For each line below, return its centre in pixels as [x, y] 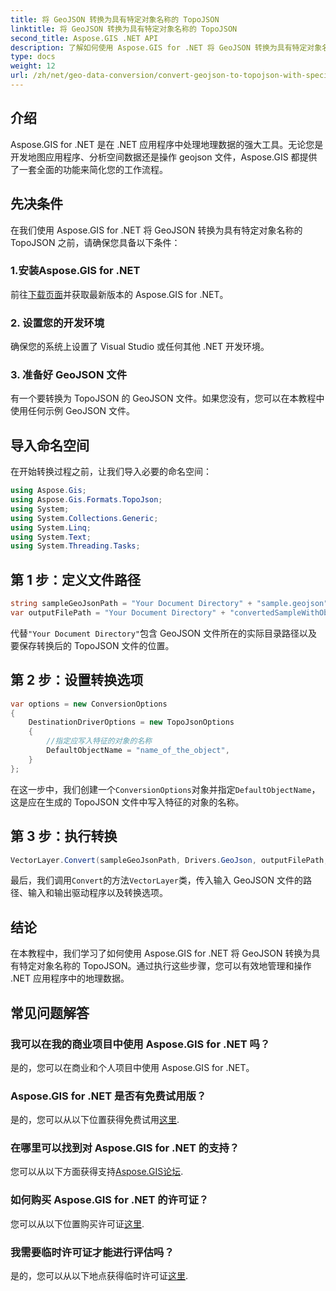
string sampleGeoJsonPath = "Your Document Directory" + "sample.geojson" [169, 604]
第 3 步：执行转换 [64, 836]
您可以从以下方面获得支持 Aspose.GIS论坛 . [97, 1172]
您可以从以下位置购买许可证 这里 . [77, 1223]
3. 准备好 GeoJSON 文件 [68, 375]
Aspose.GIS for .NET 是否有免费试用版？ [108, 1096]
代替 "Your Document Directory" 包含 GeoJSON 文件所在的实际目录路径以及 [164, 633]
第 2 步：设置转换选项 [77, 680]
